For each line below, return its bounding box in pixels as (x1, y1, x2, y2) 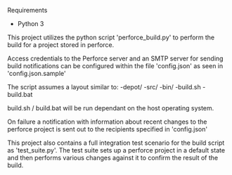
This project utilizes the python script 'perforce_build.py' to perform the (7, 33, 215, 41)
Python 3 (17, 20, 44, 27)
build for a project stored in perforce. (7, 41, 115, 48)
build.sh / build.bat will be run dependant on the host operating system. (7, 104, 214, 112)
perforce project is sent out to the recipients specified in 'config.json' (7, 125, 208, 133)
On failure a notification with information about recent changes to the (7, 117, 207, 126)
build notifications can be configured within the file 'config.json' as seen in (7, 62, 224, 70)
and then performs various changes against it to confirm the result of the (7, 154, 219, 162)
